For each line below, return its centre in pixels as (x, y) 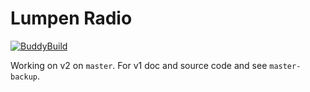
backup (24, 77)
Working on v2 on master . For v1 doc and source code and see (139, 65)
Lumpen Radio (71, 18)
